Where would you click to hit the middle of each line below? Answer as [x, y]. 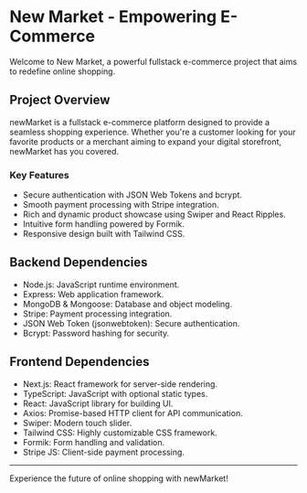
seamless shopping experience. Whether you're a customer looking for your [153, 132]
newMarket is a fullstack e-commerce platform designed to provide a [140, 122]
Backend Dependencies [79, 263]
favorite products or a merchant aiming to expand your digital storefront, [145, 141]
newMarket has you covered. [64, 151]
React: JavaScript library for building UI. [98, 403]
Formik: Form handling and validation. [94, 442]
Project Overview [60, 100]
